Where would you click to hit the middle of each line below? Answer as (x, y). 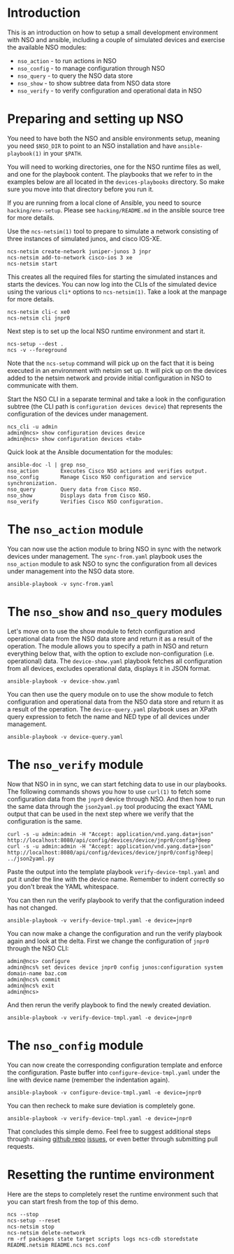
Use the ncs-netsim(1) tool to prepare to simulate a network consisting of (113, 231)
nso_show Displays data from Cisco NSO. (79, 496)
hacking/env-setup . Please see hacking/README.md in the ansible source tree (116, 210)
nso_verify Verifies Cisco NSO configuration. (86, 502)
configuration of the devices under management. (78, 414)
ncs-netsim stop (31, 1227)
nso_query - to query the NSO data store (75, 76)
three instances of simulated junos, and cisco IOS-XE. (85, 238)
